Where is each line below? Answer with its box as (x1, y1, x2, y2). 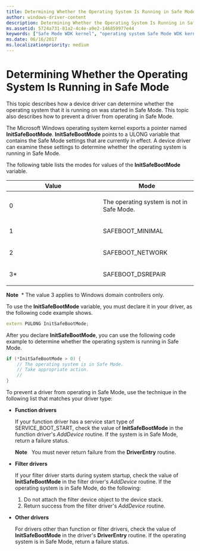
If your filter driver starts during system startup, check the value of (14, 472, 179, 479)
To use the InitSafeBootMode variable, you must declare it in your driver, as (6, 302, 192, 310)
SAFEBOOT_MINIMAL (103, 227, 164, 235)
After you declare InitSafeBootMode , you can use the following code (6, 332, 176, 339)
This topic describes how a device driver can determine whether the (6, 100, 174, 107)
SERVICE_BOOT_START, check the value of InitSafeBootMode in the (14, 425, 183, 432)
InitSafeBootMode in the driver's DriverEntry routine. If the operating (14, 532, 186, 539)
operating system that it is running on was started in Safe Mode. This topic (6, 106, 189, 113)
